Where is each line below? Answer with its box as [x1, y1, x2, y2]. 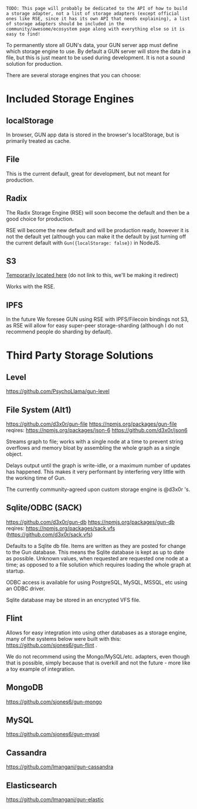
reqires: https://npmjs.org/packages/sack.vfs [6, 524, 116, 531]
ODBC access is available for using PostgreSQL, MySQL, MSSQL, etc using [6, 579, 188, 586]
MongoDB [6, 683, 43, 693]
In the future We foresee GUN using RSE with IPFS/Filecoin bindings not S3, [6, 316, 189, 323]
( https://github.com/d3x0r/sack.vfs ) [6, 531, 93, 538]
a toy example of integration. [6, 665, 76, 673]
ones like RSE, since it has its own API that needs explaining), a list [6, 16, 191, 22]
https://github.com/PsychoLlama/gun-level [6, 388, 110, 395]
